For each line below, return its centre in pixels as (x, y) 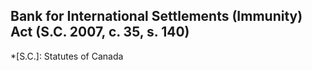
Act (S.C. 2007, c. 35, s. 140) (100, 32)
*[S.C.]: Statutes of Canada (67, 56)
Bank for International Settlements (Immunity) (156, 16)
